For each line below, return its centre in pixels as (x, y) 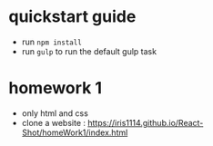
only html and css (55, 113)
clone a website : (54, 122)
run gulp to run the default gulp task (89, 51)
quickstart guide (72, 17)
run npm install (52, 42)
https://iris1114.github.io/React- (145, 122)
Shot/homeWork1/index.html (75, 132)
